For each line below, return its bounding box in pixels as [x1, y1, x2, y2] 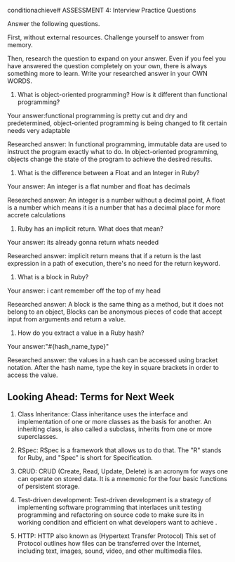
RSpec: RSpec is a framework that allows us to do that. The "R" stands [17, 446, 222, 454]
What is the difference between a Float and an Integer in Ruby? [17, 169, 200, 177]
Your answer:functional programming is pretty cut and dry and [7, 112, 188, 120]
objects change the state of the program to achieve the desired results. [7, 155, 213, 163]
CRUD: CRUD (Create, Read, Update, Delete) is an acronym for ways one [17, 467, 228, 475]
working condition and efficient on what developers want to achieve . [17, 518, 217, 526]
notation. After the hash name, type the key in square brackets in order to [7, 364, 220, 371]
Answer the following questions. [7, 20, 100, 27]
